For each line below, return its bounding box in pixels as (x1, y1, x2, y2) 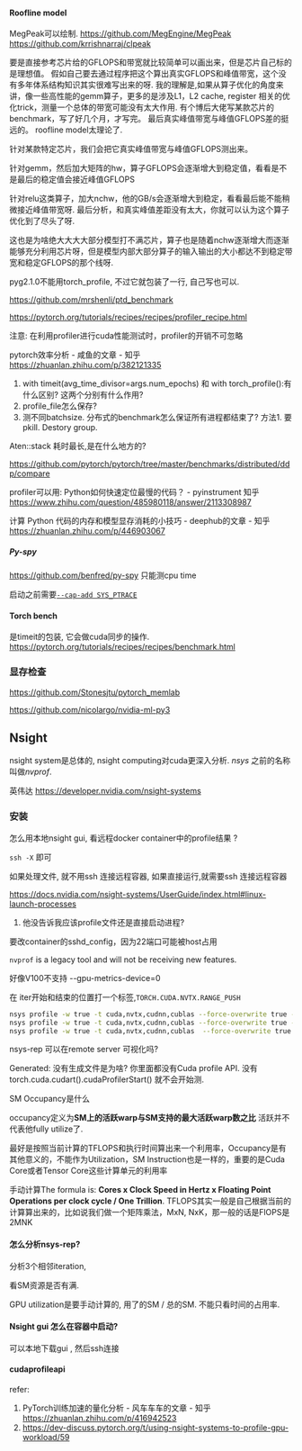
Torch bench (9, 610, 58, 621)
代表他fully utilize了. (9, 1123, 84, 1134)
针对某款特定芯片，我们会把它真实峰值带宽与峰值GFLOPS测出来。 (9, 144, 253, 155)
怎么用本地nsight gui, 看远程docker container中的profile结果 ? (9, 833, 238, 843)
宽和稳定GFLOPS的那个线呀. (9, 257, 114, 268)
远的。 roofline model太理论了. (9, 124, 123, 135)
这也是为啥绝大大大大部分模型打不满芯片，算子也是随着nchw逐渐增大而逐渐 (9, 235, 290, 246)
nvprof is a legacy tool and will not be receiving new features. (9, 954, 237, 965)
